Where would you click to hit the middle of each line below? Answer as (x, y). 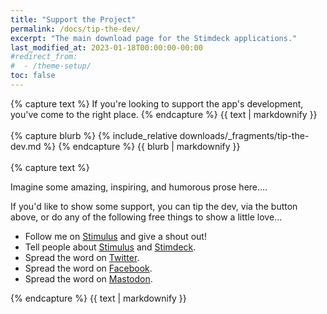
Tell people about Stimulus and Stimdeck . (110, 247)
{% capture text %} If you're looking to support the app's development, (157, 103)
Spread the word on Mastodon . (88, 278)
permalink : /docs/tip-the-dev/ (75, 29)
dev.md (26, 146)
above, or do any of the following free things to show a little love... (146, 217)
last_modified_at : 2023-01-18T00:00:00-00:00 (106, 47)
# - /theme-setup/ (51, 66)
